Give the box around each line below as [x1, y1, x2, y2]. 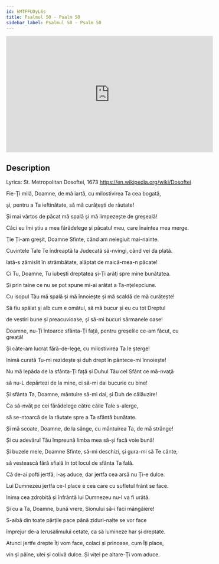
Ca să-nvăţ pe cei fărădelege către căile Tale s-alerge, [6, 402, 139, 409]
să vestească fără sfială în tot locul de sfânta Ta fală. [6, 459, 134, 467]
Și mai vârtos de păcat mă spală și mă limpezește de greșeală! [6, 213, 158, 220]
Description [6, 163, 50, 173]
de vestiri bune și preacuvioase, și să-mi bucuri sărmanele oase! [6, 316, 164, 323]
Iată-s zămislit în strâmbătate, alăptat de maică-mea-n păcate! [6, 259, 158, 266]
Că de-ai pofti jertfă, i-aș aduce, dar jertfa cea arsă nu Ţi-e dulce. [6, 471, 165, 478]
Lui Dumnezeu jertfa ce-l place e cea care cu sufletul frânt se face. [6, 483, 169, 490]
